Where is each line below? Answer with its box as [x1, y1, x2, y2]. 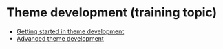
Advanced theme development [16, 34, 104, 42]
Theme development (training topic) [6, 5, 217, 20]
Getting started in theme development [16, 27, 125, 35]
